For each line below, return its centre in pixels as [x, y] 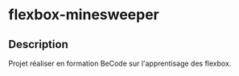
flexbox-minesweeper [84, 15]
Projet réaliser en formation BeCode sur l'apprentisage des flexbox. [120, 63]
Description [38, 44]
